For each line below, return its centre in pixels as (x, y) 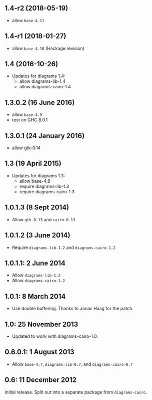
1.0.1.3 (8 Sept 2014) (37, 208)
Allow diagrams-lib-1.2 (36, 275)
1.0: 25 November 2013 (41, 324)
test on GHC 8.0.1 (30, 120)
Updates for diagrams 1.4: (38, 76)
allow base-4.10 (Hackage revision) (48, 48)
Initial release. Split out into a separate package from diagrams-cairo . (76, 392)
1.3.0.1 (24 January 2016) (45, 136)
